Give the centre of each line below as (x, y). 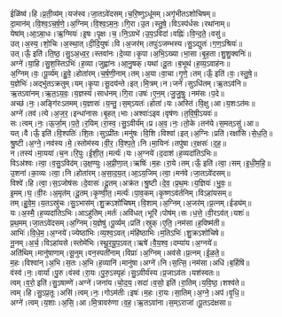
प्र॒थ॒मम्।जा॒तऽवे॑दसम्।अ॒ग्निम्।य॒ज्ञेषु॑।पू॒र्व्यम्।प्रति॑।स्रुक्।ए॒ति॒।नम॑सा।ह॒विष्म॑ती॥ (117, 223)
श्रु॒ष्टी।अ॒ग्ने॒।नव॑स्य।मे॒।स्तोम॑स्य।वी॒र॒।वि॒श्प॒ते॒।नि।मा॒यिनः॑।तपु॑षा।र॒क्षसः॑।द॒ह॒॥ (118, 143)
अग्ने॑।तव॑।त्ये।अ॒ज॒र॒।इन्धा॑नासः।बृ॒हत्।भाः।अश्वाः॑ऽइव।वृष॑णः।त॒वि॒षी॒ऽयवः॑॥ (114, 113)
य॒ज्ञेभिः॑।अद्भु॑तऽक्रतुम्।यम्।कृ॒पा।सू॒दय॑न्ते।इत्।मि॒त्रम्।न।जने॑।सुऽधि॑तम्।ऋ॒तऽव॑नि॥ (128, 83)
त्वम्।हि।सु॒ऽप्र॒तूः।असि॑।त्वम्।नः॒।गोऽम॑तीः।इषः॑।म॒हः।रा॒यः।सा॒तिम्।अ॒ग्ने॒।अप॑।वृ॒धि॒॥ (127, 293)
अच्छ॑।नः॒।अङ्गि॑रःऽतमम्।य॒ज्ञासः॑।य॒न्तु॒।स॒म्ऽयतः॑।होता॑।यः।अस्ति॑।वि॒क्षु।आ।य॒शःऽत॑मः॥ (133, 103)
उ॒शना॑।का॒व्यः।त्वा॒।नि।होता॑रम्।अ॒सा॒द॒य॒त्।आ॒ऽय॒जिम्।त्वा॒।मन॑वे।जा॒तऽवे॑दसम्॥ (120, 173)
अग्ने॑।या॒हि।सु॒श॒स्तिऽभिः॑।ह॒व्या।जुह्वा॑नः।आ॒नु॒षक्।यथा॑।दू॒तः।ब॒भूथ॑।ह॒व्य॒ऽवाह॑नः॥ (120, 63)
